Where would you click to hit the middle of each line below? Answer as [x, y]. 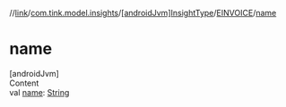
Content [24, 83]
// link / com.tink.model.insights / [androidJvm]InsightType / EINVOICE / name [143, 13]
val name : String [39, 92]
